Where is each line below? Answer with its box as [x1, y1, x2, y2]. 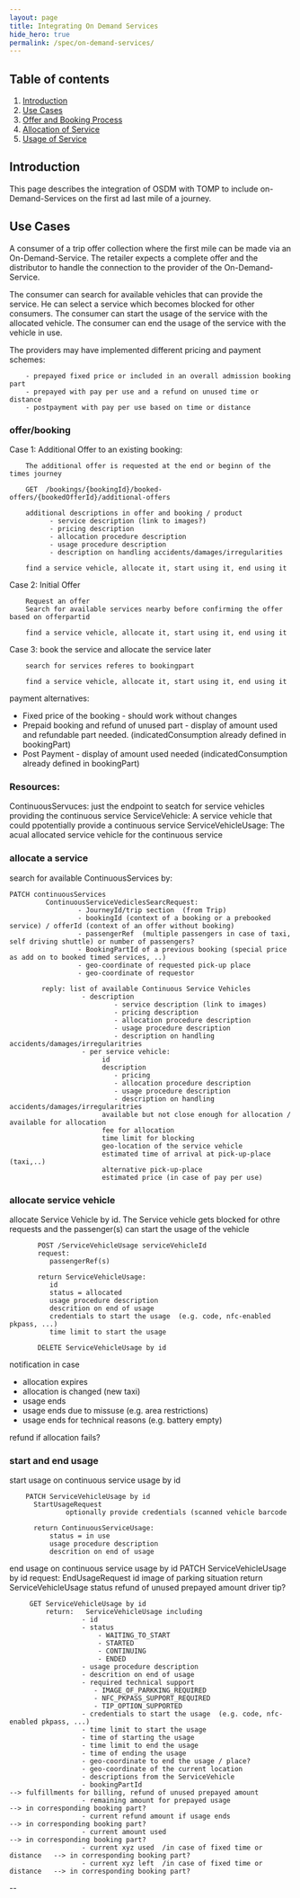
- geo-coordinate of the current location [81, 1765, 243, 1774]
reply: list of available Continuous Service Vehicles [41, 984, 251, 993]
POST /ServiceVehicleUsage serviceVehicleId [37, 1241, 207, 1250]
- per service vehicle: [81, 1047, 171, 1056]
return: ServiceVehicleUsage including [45, 1608, 203, 1617]
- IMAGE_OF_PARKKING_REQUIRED [93, 1686, 207, 1695]
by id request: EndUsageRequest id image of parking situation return [9, 1573, 263, 1583]
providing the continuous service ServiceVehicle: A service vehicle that [9, 811, 273, 821]
